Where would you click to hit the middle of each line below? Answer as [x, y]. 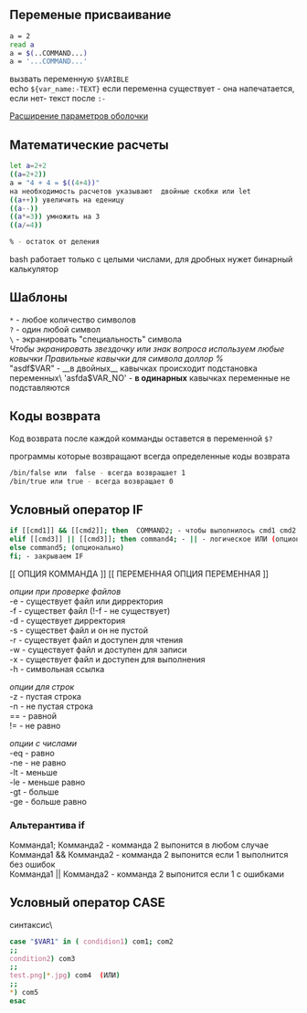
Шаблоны [39, 297]
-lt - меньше [33, 772]
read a [22, 45]
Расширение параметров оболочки [79, 116]
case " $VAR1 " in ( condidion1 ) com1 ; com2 [91, 941]
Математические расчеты [89, 145]
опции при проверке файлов [65, 591]
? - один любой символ [55, 329]
